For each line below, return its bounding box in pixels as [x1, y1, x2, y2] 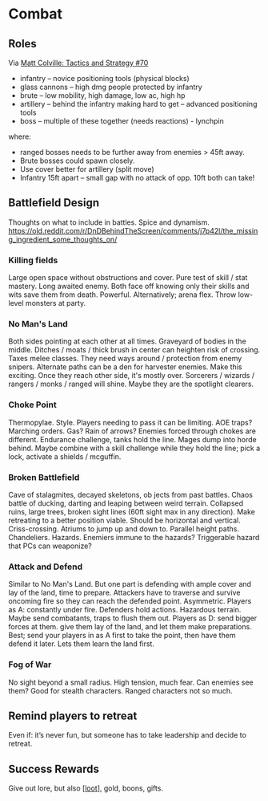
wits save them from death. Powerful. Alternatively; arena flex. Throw [8, 290, 237, 299]
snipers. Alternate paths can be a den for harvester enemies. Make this [8, 362, 242, 372]
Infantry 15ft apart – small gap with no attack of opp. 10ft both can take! [19, 173, 255, 182]
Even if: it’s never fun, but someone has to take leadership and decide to [8, 730, 246, 740]
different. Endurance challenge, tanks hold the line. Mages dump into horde [8, 434, 258, 444]
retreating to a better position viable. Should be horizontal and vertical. [8, 515, 242, 525]
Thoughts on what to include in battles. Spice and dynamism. [8, 218, 210, 227]
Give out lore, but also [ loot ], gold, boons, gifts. [8, 783, 164, 793]
